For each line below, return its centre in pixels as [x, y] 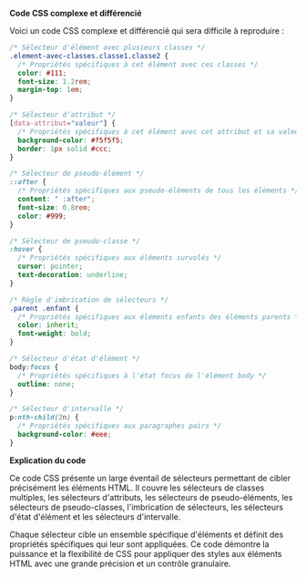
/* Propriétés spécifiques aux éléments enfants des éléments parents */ [160, 317]
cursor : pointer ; [51, 267]
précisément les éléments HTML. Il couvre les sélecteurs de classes [137, 488]
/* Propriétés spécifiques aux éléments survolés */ [120, 258]
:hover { [26, 250]
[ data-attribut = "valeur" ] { [63, 123]
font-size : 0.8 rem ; [55, 207]
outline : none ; [46, 384]
